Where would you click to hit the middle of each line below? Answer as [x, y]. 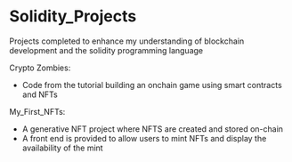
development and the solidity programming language [106, 50]
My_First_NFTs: [37, 111]
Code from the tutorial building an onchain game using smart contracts [152, 85]
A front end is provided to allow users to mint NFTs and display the [144, 138]
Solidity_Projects [73, 16]
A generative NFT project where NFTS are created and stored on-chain [152, 129]
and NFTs [40, 94]
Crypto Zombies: [40, 68]
